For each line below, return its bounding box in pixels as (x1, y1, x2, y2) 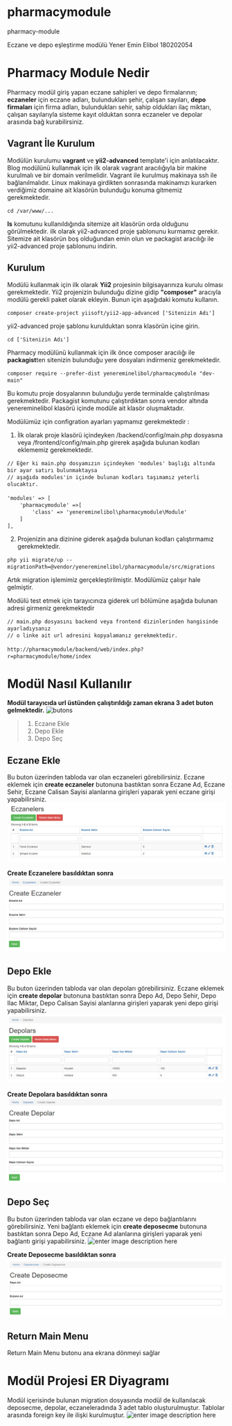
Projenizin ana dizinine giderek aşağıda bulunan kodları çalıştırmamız (17, 535, 215, 543)
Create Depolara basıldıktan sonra (7, 1090, 108, 1099)
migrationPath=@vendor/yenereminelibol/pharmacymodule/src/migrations (7, 563, 215, 570)
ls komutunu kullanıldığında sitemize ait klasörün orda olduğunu (7, 220, 189, 228)
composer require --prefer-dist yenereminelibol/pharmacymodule (7, 370, 197, 377)
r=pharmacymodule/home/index (7, 653, 91, 660)
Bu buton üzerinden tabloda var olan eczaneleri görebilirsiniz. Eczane (7, 773, 206, 781)
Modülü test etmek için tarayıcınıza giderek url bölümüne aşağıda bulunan (7, 596, 218, 605)
